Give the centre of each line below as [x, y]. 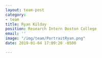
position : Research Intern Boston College [51, 29]
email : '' [16, 34]
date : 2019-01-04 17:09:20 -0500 [41, 43]
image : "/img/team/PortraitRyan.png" [45, 39]
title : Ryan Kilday [26, 24]
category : [16, 15]
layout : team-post [25, 10]
